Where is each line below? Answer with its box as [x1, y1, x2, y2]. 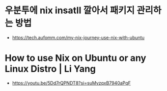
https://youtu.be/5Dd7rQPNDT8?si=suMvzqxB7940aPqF [12, 80, 131, 86]
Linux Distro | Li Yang [5, 63, 96, 75]
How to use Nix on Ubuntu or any [5, 52, 146, 64]
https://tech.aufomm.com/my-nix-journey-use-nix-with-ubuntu [12, 34, 145, 41]
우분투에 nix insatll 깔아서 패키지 [5, 5, 135, 16]
